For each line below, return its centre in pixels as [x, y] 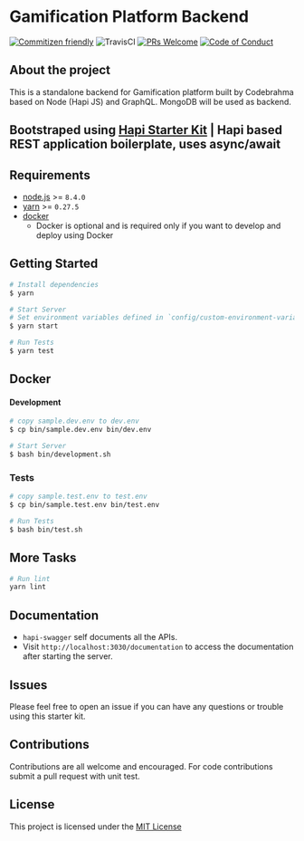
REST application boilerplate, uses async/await [145, 144]
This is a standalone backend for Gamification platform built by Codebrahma [152, 91]
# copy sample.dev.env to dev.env [75, 421]
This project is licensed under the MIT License [96, 827]
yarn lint [28, 587]
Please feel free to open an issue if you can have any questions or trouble [147, 706]
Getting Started [54, 264]
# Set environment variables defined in [87, 318]
